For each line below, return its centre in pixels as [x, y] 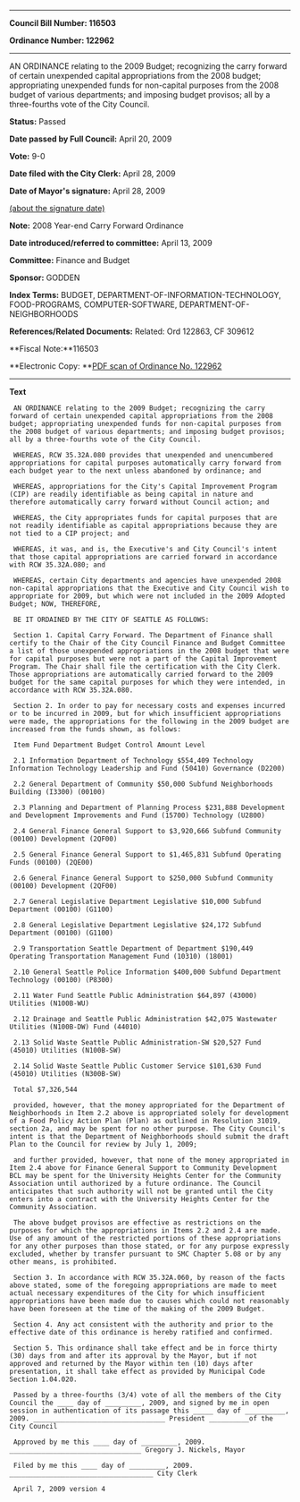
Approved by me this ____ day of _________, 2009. [109, 1442]
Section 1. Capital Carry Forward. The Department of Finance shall [143, 636]
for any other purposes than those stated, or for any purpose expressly [150, 1246]
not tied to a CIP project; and [69, 533]
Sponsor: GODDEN [45, 277]
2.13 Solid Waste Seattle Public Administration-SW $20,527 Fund [137, 1043]
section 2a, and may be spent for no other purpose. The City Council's [147, 1129]
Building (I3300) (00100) [57, 792]
